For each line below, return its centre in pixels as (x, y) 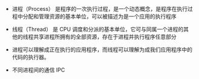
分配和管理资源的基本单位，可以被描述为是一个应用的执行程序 (99, 16)
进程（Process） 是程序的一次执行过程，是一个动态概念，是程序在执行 (100, 9)
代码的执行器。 (31, 57)
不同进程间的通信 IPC (38, 70)
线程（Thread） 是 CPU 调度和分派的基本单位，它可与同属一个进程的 (98, 29)
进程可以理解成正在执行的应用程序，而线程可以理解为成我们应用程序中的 (102, 49)
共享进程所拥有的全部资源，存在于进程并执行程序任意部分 (105, 37)
